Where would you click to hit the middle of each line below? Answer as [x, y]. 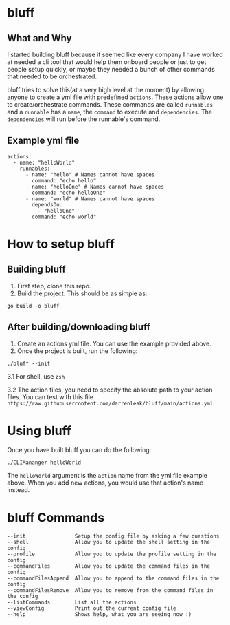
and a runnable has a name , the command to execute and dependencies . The [110, 112]
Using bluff [39, 431]
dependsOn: [47, 204]
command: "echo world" [64, 217]
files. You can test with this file [50, 396]
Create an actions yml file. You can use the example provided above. [114, 343]
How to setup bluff [61, 244]
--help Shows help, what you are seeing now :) [100, 614]
